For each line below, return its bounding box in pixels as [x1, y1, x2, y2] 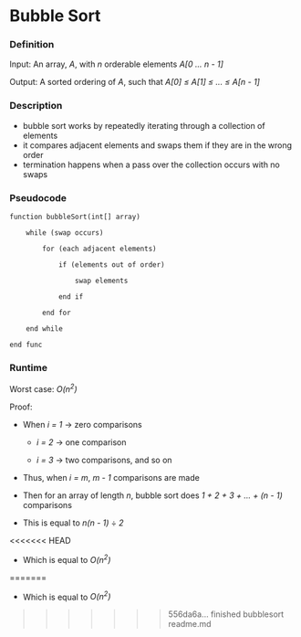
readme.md [168, 619, 212, 630]
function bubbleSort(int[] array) [9, 212, 141, 222]
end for [42, 308, 71, 318]
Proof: [9, 401, 33, 412]
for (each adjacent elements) [42, 244, 157, 254]
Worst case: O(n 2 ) [9, 382, 78, 395]
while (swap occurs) [26, 228, 104, 238]
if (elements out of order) [57, 260, 166, 270]
